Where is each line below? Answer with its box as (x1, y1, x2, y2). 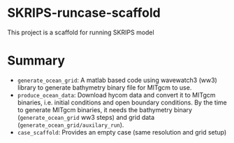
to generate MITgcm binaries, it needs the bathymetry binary (17, 105, 193, 114)
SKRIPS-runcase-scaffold (7, 5, 161, 21)
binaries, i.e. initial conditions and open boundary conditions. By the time (17, 98, 227, 107)
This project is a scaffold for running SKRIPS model (7, 28, 155, 36)
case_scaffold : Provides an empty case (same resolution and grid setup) (17, 128, 227, 136)
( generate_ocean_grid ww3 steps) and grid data (17, 113, 155, 121)
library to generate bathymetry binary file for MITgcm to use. (17, 83, 192, 92)
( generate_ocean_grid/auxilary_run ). (17, 121, 124, 129)
